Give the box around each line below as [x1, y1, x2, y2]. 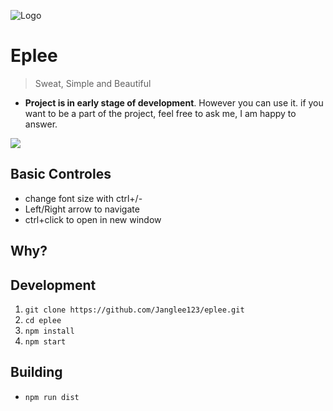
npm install [24, 326, 75, 336]
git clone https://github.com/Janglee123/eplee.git [24, 305, 245, 315]
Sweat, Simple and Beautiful [34, 77, 152, 89]
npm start [24, 336, 67, 347]
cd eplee [24, 315, 62, 325]
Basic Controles [10, 166, 112, 183]
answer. [24, 118, 58, 130]
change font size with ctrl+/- [24, 192, 143, 204]
